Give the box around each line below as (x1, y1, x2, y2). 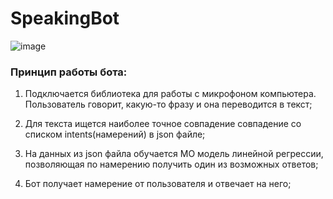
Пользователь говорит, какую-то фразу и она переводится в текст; (24, 98, 313, 111)
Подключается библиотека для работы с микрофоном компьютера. (24, 88, 317, 100)
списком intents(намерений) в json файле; (24, 128, 206, 141)
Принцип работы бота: (10, 65, 128, 79)
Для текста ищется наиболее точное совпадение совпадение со (24, 118, 302, 130)
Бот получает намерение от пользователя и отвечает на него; (24, 178, 292, 190)
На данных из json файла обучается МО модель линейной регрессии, (24, 148, 324, 160)
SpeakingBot (10, 7, 120, 30)
